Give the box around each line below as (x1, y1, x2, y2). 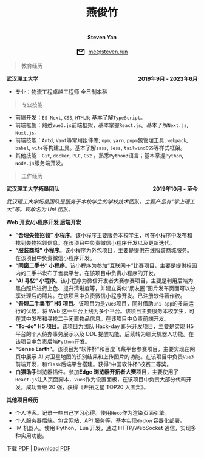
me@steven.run (88, 48, 128, 55)
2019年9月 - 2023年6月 (138, 75, 198, 83)
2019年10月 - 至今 (152, 185, 198, 193)
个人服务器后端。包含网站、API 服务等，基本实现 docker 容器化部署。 (15, 417, 186, 424)
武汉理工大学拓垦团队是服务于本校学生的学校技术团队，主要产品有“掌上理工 (6, 198, 195, 205)
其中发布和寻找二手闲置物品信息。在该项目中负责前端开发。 (20, 315, 170, 323)
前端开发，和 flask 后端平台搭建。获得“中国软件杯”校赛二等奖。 (15, 361, 172, 368)
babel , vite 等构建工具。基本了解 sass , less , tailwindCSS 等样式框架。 (15, 144, 186, 152)
